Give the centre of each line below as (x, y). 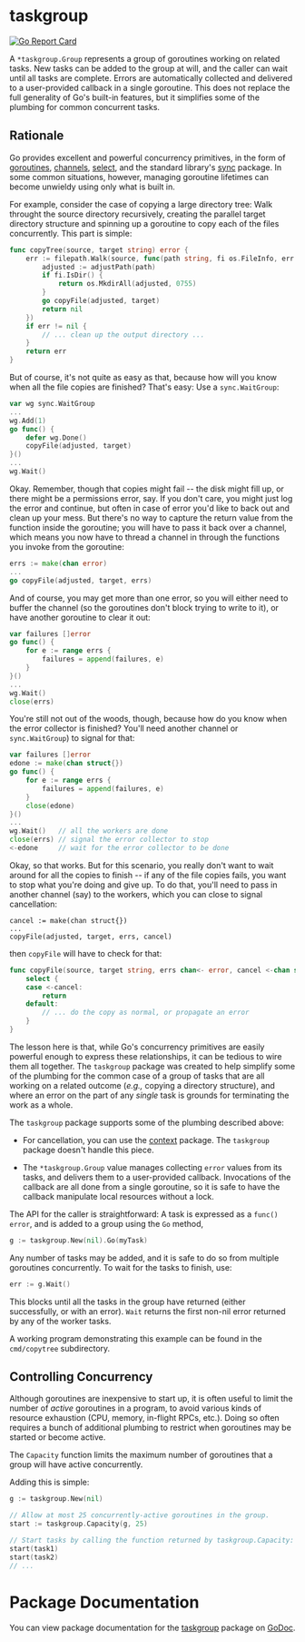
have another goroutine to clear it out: (80, 617)
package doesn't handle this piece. (88, 1150)
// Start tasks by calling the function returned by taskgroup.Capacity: (152, 1541)
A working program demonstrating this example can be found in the (136, 1338)
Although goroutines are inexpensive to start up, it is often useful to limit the (151, 1399)
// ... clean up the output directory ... (123, 334)
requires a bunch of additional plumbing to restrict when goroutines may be (151, 1428)
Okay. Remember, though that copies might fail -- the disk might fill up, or (147, 489)
